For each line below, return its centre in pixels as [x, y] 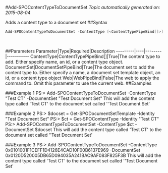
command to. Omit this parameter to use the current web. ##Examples [78, 83]
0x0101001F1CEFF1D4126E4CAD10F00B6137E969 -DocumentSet [73, 150]
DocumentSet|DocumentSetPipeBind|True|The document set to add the [80, 67]
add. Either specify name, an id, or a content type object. [64, 62]
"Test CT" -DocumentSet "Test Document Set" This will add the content [80, 98]
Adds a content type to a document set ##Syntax [56, 22]
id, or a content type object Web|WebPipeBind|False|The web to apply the [82, 78]
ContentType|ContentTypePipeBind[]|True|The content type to [95, 56]
